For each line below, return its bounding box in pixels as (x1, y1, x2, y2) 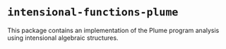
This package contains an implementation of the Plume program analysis (7, 26, 220, 34)
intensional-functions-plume (7, 6, 179, 19)
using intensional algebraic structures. (7, 34, 119, 42)
